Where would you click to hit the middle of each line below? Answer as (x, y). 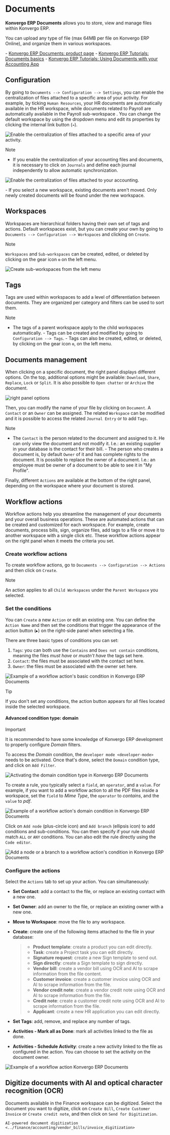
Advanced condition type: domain (42, 718)
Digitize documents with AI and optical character (84, 1083)
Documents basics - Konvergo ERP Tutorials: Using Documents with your (82, 58)
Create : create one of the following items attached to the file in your (83, 932)
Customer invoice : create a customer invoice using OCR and (97, 979)
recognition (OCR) (35, 1091)
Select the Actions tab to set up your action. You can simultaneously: (77, 882)
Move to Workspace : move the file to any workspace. (69, 922)
